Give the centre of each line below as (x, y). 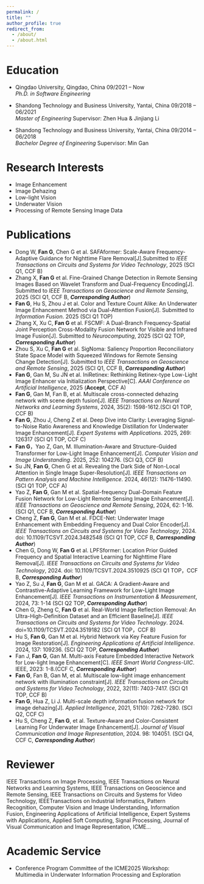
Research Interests (55, 168)
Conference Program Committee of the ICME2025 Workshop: (92, 868)
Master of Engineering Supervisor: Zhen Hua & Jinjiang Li (87, 118)
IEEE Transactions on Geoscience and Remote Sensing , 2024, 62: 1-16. (104, 505)
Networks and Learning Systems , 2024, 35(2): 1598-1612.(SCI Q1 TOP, (104, 407)
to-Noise (26, 426)
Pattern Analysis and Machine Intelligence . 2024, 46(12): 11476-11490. (104, 479)
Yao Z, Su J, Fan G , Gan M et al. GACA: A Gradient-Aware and (92, 583)
